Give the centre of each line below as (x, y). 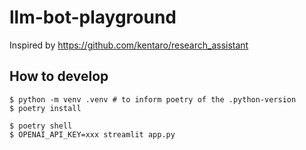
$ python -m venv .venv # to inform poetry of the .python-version (153, 99)
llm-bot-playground (93, 17)
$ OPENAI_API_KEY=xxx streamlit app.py (92, 134)
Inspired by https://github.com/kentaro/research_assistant (129, 45)
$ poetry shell (41, 126)
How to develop (59, 76)
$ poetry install (45, 108)
